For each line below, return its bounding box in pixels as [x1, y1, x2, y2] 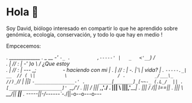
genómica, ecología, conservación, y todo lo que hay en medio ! [6, 31, 163, 38]
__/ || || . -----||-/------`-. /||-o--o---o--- [6, 90, 102, 97]
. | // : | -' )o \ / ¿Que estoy [6, 60, 70, 67]
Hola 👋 [6, 5, 39, 19]
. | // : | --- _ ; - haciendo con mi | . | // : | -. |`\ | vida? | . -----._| [6, 66, 187, 73]
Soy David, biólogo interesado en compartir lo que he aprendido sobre [6, 25, 178, 32]
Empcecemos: [6, 42, 41, 49]
